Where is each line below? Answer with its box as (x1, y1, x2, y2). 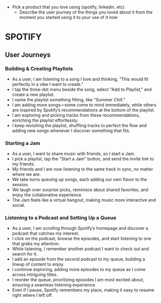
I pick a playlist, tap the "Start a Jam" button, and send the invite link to (12, 156, 154, 162)
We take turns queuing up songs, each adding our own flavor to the (12, 176, 147, 182)
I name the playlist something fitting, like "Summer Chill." (12, 96, 126, 102)
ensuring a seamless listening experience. (12, 282, 97, 288)
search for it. (12, 251, 38, 257)
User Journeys (5, 50, 51, 59)
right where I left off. (12, 292, 53, 298)
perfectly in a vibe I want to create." (12, 81, 83, 87)
